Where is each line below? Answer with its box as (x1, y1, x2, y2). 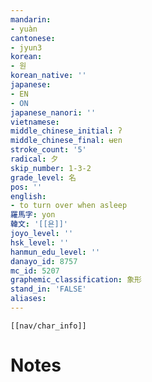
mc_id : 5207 (10, 266, 60, 276)
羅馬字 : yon (10, 210, 56, 220)
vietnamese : (10, 117, 60, 127)
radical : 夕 (10, 154, 59, 164)
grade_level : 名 (10, 172, 77, 183)
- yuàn (10, 24, 38, 34)
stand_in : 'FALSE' (10, 284, 87, 295)
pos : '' (10, 182, 43, 192)
